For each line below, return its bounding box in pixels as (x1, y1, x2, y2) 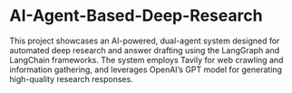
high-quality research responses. (9, 73, 133, 84)
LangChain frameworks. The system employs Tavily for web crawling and (9, 54, 284, 65)
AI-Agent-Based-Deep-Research (9, 5, 263, 26)
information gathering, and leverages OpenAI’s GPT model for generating (9, 64, 283, 75)
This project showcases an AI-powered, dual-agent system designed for (9, 35, 280, 46)
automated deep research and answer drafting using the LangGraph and (9, 44, 280, 55)
